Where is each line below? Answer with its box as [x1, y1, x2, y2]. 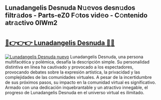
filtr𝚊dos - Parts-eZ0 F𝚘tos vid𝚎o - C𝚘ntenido [5, 12, 148, 20]
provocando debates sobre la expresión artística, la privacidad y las [5, 69, 141, 75]
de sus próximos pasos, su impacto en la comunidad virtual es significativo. [5, 79, 156, 85]
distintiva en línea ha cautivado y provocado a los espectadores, [5, 64, 134, 70]
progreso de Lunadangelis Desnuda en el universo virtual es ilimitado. [5, 90, 145, 95]
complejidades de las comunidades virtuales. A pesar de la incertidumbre [5, 75, 152, 80]
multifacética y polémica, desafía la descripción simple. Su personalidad [5, 59, 150, 64]
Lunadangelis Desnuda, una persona [70, 54, 144, 60]
